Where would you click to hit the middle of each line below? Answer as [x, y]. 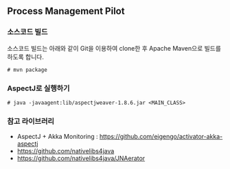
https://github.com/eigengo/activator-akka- [161, 137]
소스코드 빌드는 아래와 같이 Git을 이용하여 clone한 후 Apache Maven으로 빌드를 [114, 48]
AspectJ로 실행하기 [38, 88]
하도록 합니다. [26, 57]
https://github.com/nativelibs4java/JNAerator [81, 158]
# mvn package [27, 70]
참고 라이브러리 [31, 121]
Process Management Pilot [66, 11]
